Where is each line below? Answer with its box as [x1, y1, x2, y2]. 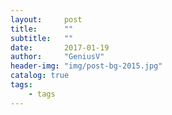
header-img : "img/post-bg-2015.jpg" [10, 61, 163, 71]
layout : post [10, 14, 83, 25]
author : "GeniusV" [10, 52, 105, 62]
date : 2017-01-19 [10, 42, 110, 53]
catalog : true [10, 71, 70, 81]
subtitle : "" [10, 33, 74, 43]
